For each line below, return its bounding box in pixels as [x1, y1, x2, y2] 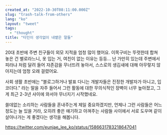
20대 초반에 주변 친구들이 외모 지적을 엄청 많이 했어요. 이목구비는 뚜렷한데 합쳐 [5, 49, 158, 55]
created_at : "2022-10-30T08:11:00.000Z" [5, 7, 91, 12]
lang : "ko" [5, 16, 28, 21]
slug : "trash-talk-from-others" [5, 12, 72, 17]
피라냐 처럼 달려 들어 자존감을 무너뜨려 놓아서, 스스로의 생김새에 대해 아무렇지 [5, 62, 156, 68]
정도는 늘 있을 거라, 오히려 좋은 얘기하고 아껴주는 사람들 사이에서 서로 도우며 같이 [5, 108, 162, 114]
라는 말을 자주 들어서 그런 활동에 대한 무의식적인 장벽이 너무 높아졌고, [21, 85, 156, 91]
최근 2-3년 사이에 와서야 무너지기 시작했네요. [10, 91, 98, 97]
